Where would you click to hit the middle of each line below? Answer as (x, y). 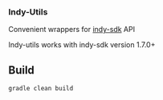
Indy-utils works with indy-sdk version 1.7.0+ (82, 45)
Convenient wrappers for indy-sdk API (71, 30)
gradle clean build (41, 89)
